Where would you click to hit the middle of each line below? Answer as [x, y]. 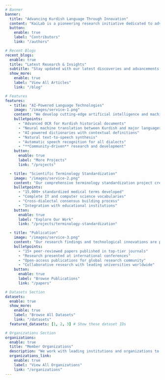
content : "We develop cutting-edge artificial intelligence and [81, 114]
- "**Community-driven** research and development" [72, 146]
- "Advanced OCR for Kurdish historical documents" [72, 124]
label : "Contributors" [37, 37]
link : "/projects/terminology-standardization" [68, 224]
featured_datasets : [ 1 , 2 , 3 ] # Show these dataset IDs [68, 324]
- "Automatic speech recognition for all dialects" [72, 142]
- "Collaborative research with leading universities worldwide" [86, 265]
